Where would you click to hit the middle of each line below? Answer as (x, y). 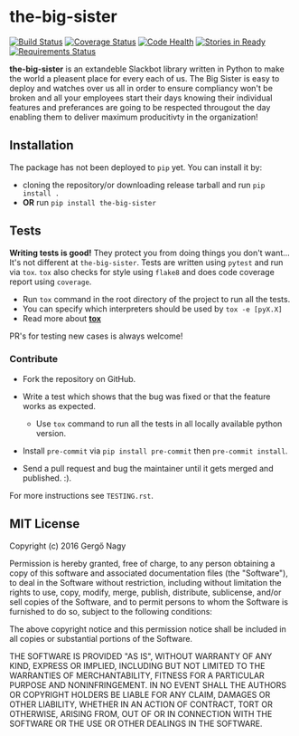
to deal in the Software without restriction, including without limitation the (145, 582)
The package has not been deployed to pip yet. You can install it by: (136, 167)
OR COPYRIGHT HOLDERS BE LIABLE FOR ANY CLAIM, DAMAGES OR (140, 694)
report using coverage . (51, 282)
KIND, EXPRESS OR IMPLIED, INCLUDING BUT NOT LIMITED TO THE (137, 665)
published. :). (47, 478)
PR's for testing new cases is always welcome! (96, 336)
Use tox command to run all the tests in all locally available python (159, 424)
